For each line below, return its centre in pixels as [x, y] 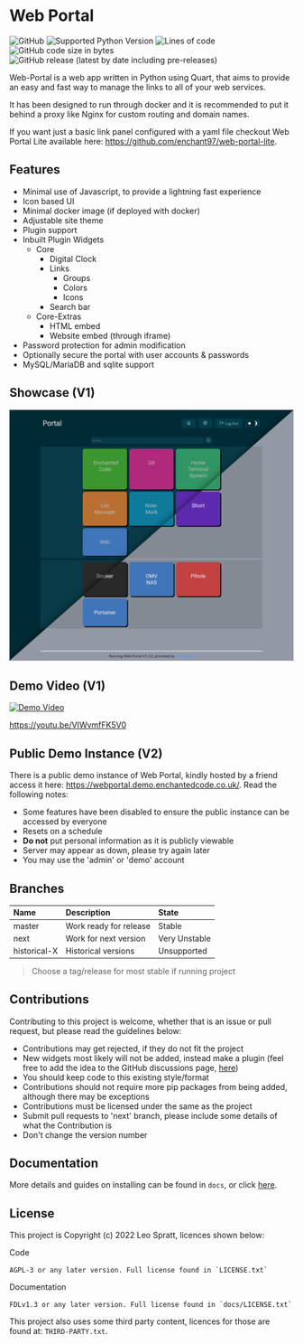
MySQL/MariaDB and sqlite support [88, 364]
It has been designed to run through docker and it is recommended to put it [149, 104]
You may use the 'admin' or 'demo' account [103, 860]
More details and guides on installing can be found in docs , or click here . [143, 1185]
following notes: [39, 794]
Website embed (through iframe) [110, 335]
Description [88, 913]
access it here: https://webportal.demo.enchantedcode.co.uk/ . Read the [143, 785]
